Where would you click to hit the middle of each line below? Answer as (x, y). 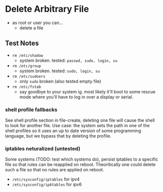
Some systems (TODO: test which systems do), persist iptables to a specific (81, 159)
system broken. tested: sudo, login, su (60, 71)
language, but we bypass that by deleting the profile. (58, 136)
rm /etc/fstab (26, 87)
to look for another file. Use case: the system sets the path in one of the (78, 126)
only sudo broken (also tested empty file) (60, 81)
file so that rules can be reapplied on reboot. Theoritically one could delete (80, 165)
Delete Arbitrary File (47, 9)
